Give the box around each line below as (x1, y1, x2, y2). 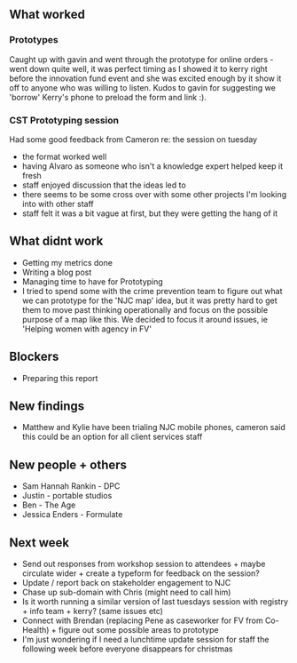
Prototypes (9, 34, 59, 46)
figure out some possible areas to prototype (59, 625, 219, 635)
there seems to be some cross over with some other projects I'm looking (21, 188, 287, 199)
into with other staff (21, 198, 95, 209)
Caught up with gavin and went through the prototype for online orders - (9, 53, 274, 65)
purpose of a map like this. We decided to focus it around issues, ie (21, 314, 269, 324)
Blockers (9, 349, 59, 364)
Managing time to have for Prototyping (21, 276, 164, 287)
